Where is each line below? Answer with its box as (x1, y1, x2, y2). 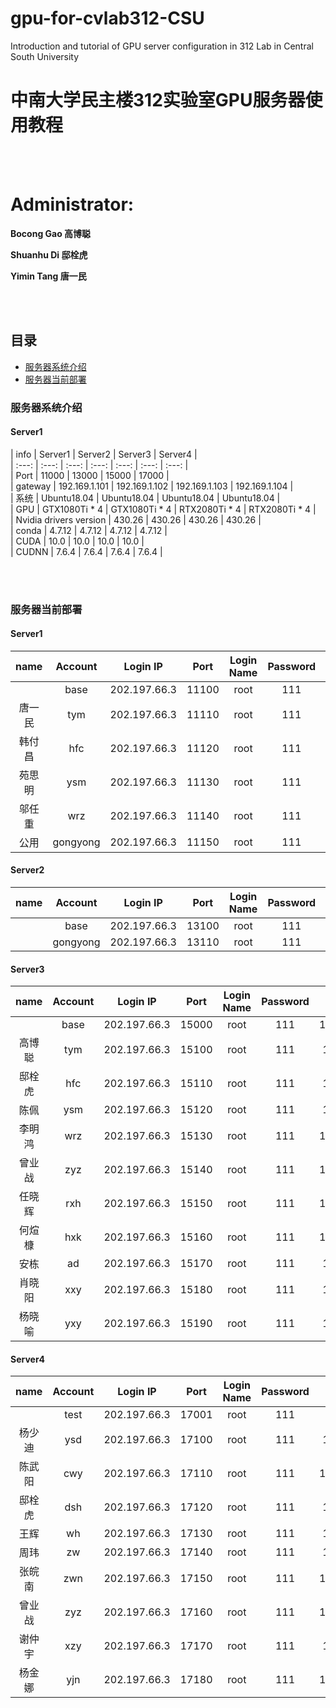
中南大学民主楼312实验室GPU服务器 (10, 89, 306, 112)
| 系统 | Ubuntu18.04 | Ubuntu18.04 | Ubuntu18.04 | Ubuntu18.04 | (10, 492, 281, 504)
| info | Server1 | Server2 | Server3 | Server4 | (10, 448, 198, 460)
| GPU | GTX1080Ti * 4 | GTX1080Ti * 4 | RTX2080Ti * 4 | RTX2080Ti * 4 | (10, 503, 317, 515)
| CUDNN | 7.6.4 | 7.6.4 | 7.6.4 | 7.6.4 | (10, 545, 163, 557)
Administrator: (10, 193, 135, 216)
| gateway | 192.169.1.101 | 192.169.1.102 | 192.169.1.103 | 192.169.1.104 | (10, 480, 294, 492)
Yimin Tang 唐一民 (10, 270, 87, 282)
